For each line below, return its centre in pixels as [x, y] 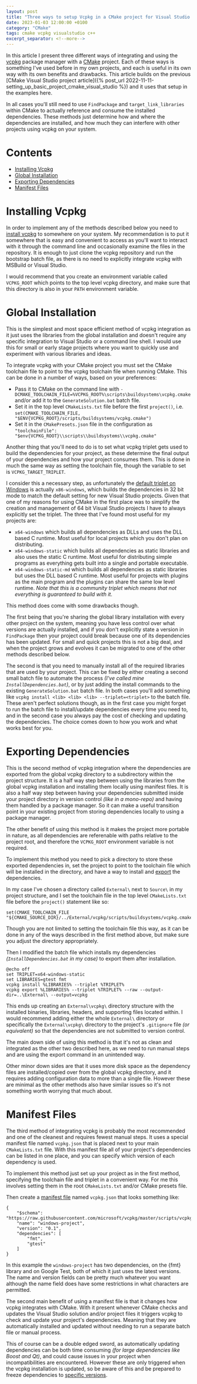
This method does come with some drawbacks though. [73, 605]
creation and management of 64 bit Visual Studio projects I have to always [96, 508]
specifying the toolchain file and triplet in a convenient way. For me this [92, 1179]
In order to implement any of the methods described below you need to [92, 228]
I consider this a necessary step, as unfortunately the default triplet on [91, 483]
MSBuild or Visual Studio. [37, 265]
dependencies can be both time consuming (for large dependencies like [93, 1350]
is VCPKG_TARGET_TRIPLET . [36, 471]
